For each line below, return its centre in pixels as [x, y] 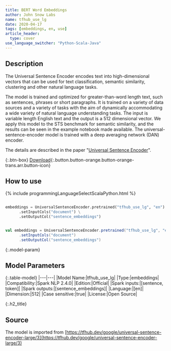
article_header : [22, 34]
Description [24, 64]
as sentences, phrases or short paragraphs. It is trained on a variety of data [84, 102]
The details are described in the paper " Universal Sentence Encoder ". [78, 150]
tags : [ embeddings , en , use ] [36, 29]
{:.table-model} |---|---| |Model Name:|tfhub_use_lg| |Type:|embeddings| [82, 278]
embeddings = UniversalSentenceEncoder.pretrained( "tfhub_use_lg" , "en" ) [85, 207]
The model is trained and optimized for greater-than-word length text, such [84, 97]
